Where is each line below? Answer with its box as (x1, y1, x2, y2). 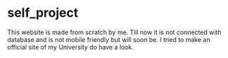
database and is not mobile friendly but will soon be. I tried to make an (7, 35, 210, 43)
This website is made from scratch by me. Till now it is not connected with (7, 28, 222, 36)
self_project (7, 5, 79, 21)
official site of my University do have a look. (7, 43, 134, 51)
